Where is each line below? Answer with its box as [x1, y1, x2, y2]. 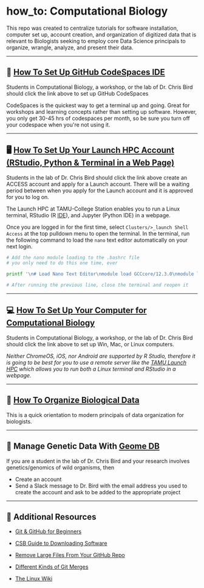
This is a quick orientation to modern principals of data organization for [6, 411, 184, 418]
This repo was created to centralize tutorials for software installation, [6, 24, 178, 32]
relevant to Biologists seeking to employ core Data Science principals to [6, 37, 186, 44]
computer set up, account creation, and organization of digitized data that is [6, 30, 197, 38]
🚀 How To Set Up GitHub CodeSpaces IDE [6, 67, 165, 77]
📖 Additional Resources [6, 511, 97, 522]
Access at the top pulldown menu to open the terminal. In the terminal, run [6, 229, 190, 237]
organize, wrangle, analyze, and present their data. [6, 44, 134, 51]
